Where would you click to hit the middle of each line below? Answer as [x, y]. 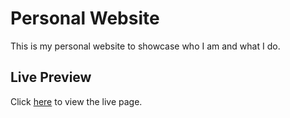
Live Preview [51, 77]
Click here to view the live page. [76, 101]
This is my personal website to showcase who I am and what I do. [145, 46]
